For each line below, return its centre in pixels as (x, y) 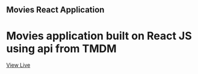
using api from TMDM (61, 48)
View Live (18, 65)
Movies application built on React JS (99, 36)
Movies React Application (55, 10)
